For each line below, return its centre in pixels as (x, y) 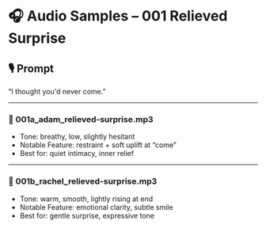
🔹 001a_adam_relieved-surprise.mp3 (81, 119)
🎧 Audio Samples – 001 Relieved (118, 16)
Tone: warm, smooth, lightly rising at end (86, 199)
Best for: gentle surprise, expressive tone (87, 215)
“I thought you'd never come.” (57, 91)
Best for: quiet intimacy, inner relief (77, 154)
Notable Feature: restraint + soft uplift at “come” (98, 145)
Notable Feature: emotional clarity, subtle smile (96, 207)
